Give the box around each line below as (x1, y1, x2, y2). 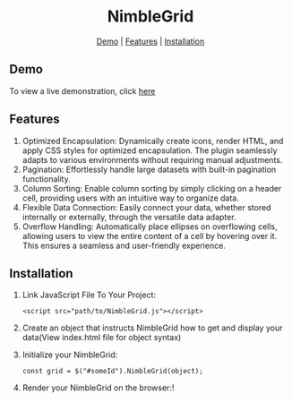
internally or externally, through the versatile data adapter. (21, 211, 236, 222)
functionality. (21, 173, 71, 184)
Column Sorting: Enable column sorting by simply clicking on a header (21, 183, 282, 193)
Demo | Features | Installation (96, 36, 205, 47)
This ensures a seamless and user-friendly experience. (21, 240, 226, 251)
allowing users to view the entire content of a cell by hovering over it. (21, 230, 278, 241)
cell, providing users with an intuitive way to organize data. (21, 192, 240, 203)
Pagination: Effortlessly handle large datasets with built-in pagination (21, 164, 277, 175)
